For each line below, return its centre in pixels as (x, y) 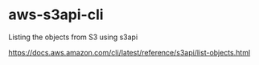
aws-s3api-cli (56, 15)
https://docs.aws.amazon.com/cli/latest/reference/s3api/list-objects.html (129, 52)
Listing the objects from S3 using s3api (73, 37)
